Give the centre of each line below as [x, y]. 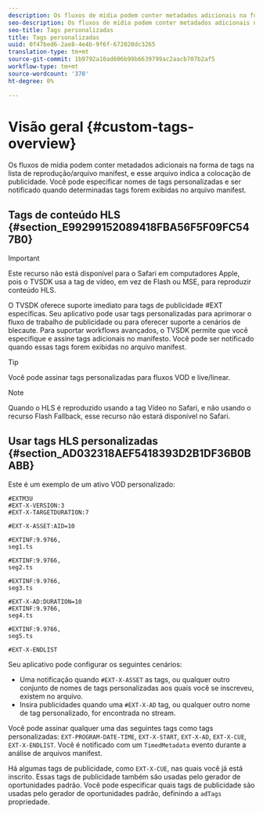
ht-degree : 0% [31, 81]
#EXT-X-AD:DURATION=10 [45, 602]
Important [24, 258]
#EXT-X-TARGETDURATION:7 [49, 513]
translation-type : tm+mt [49, 52]
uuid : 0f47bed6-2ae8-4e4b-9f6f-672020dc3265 [82, 45]
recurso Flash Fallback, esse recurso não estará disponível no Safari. [119, 416]
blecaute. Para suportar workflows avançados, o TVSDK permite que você [128, 330]
